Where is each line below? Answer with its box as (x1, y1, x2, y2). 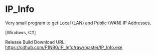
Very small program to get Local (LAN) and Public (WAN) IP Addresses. (5, 20, 152, 26)
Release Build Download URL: (5, 39, 66, 45)
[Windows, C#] (5, 29, 36, 35)
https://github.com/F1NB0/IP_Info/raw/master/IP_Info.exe (5, 44, 123, 50)
